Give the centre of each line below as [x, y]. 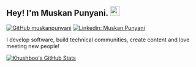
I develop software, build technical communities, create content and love [98, 40]
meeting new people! [33, 46]
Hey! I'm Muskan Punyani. [57, 13]
